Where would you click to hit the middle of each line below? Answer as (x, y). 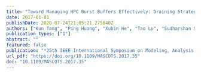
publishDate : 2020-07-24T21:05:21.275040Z (60, 23)
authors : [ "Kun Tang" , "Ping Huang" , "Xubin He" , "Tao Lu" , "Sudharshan (99, 28)
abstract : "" (22, 39)
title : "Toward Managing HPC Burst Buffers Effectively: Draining (91, 12)
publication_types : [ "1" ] (38, 34)
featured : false (26, 45)
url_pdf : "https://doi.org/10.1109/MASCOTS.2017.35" (73, 56)
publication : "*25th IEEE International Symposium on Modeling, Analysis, (101, 51)
